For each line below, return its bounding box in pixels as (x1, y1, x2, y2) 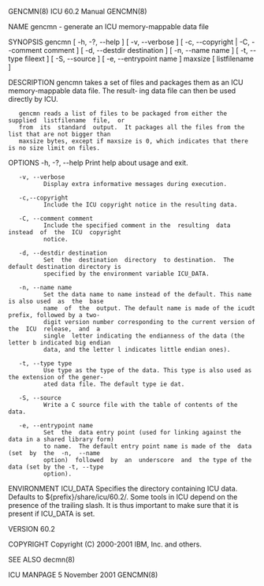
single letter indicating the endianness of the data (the (43, 332, 245, 340)
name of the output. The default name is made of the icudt (43, 304, 256, 312)
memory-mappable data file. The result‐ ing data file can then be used (8, 86, 236, 95)
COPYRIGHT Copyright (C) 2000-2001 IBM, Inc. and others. (8, 539, 203, 549)
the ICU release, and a (8, 325, 101, 333)
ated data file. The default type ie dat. (43, 380, 185, 388)
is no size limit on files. (8, 144, 101, 152)
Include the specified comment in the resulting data (43, 222, 231, 230)
